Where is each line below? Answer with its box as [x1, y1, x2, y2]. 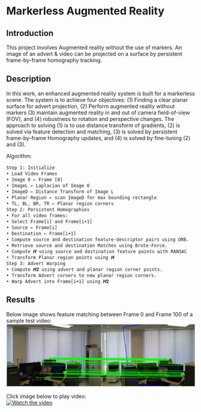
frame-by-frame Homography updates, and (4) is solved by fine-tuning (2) [6, 134, 191, 141]
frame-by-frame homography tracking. [6, 57, 103, 63]
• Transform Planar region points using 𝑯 [6, 255, 115, 260]
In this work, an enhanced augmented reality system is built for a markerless [6, 90, 195, 97]
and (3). [6, 141, 26, 148]
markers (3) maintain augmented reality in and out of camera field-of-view [6, 109, 190, 116]
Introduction [6, 28, 54, 38]
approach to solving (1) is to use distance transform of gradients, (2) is [6, 122, 181, 129]
